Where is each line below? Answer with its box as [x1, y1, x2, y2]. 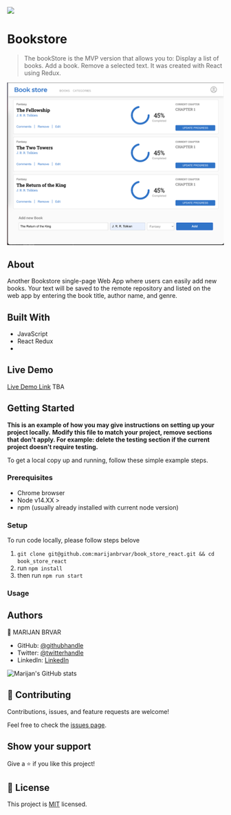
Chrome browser [16, 488, 65, 497]
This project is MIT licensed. [7, 800, 87, 808]
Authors [7, 609, 43, 622]
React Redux [16, 337, 54, 345]
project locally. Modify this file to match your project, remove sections [7, 428, 212, 436]
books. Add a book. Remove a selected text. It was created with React [23, 61, 223, 69]
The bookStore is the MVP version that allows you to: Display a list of [23, 54, 219, 62]
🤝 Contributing [7, 689, 71, 701]
